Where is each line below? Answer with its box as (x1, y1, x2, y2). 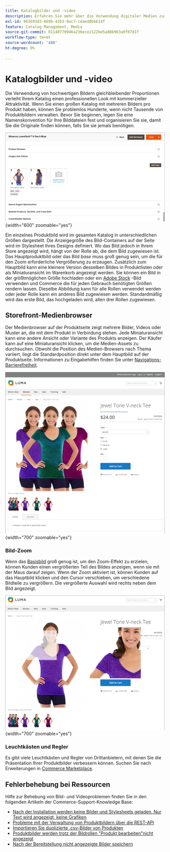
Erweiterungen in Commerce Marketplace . (5, 765, 94, 772)
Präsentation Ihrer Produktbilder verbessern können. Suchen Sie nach (5, 760, 151, 766)
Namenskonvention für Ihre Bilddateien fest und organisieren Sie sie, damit (5, 117, 161, 123)
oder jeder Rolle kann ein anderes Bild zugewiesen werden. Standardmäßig (5, 291, 162, 297)
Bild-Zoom (5, 547, 32, 554)
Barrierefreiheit (5, 362, 37, 368)
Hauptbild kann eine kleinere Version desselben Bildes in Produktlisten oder (5, 264, 163, 270)
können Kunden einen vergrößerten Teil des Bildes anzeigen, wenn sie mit (5, 564, 160, 570)
